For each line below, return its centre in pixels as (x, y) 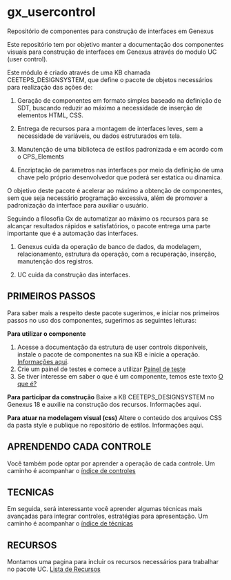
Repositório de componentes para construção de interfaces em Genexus (110, 31)
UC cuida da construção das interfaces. (74, 274)
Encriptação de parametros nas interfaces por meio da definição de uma (120, 170)
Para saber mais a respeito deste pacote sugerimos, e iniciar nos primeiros (113, 313)
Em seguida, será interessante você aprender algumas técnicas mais (105, 509)
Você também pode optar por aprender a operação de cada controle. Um (111, 463)
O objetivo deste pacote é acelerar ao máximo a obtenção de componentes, (115, 190)
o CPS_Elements (40, 157)
